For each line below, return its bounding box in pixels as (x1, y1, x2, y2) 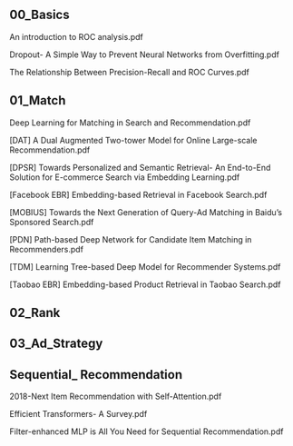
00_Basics (9, 7, 70, 23)
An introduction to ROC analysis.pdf (9, 31, 143, 42)
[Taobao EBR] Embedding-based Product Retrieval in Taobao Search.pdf (9, 279, 281, 290)
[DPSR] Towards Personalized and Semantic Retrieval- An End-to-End (9, 162, 271, 173)
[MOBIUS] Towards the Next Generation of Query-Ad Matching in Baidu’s (9, 206, 283, 217)
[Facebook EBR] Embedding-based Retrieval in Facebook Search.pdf (9, 189, 268, 200)
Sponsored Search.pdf (9, 216, 94, 227)
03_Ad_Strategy (9, 336, 103, 352)
